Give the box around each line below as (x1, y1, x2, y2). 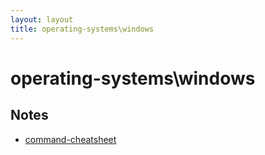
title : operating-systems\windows (10, 24, 155, 34)
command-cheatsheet (24, 133, 117, 145)
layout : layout (10, 14, 74, 25)
